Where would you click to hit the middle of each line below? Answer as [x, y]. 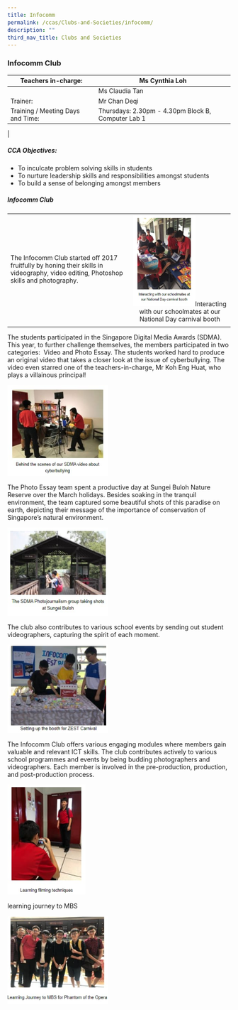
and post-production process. [51, 775]
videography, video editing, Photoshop [67, 273]
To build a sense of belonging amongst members [89, 183]
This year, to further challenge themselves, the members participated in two [118, 344]
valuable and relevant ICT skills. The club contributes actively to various [112, 752]
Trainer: [22, 101]
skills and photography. [44, 280]
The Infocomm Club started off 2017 [64, 257]
